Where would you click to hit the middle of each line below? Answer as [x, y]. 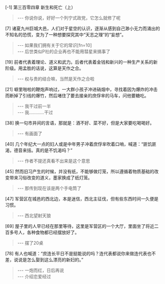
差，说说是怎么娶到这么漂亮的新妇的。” [44, 260]
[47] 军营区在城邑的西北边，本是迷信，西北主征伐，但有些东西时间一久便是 [82, 199]
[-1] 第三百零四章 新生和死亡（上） [41, 7]
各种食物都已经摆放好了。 [53, 232]
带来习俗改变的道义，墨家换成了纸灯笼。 [51, 178]
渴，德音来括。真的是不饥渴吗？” [39, 150]
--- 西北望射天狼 [34, 216]
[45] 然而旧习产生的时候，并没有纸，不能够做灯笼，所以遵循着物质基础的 [80, 171]
